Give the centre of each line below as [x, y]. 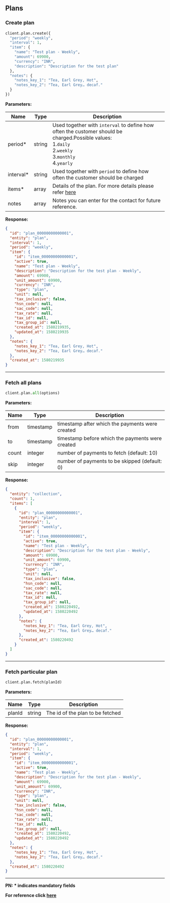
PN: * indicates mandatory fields [40, 886]
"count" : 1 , [23, 499]
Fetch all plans [24, 383]
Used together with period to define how [101, 171]
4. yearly [62, 163]
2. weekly [62, 150]
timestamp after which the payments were [108, 424]
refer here [64, 192]
